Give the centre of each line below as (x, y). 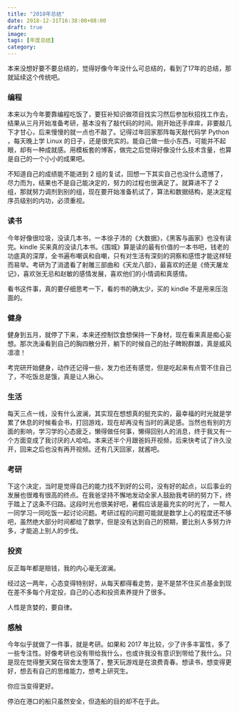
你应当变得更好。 (32, 686)
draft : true (25, 27)
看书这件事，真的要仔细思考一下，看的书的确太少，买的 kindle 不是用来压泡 (118, 289)
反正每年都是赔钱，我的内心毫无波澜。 (63, 568)
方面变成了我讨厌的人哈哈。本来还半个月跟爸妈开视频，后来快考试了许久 (119, 440)
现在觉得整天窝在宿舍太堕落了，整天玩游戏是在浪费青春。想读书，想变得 (119, 662)
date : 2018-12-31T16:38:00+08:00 (57, 21)
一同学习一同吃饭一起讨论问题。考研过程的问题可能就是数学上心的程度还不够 (119, 513)
